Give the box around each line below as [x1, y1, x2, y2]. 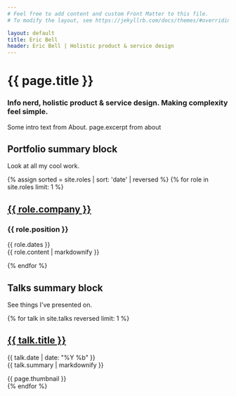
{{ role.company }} [7, 203, 91, 215]
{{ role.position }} [7, 224, 69, 234]
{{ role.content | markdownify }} [7, 248, 100, 257]
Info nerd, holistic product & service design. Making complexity [7, 98, 228, 108]
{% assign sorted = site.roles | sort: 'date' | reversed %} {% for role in [7, 175, 209, 184]
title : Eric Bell [7, 36, 58, 43]
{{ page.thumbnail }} [7, 374, 67, 383]
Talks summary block [7, 282, 103, 294]
